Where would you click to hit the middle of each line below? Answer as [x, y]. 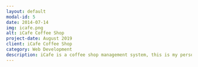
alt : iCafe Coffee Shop [35, 33]
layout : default [26, 11]
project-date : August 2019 [39, 38]
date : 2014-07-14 [27, 22]
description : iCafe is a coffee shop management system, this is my [92, 55]
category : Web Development [39, 50]
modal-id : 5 [21, 17]
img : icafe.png [25, 28]
